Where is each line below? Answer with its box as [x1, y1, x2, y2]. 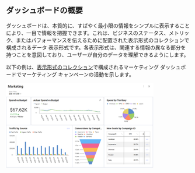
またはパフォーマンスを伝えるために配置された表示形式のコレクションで [15, 37, 190, 44]
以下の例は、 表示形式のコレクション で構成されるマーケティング [6, 63, 159, 70]
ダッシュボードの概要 [6, 5, 83, 16]
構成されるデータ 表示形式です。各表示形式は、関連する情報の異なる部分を [6, 44, 186, 51]
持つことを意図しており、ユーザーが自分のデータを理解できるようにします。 [6, 51, 189, 58]
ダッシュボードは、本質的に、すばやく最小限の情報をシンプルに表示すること [6, 22, 190, 29]
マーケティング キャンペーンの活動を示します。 [21, 70, 134, 77]
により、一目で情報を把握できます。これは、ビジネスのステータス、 [6, 29, 169, 36]
